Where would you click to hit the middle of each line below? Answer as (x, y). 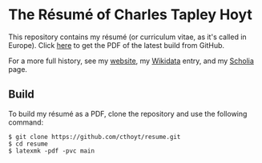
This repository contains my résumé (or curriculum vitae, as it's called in (127, 37)
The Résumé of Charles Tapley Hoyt (130, 15)
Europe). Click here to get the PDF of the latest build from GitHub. (117, 45)
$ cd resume (28, 144)
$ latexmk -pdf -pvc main (51, 151)
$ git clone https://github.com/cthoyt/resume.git (95, 137)
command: (26, 122)
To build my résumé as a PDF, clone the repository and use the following (128, 113)
